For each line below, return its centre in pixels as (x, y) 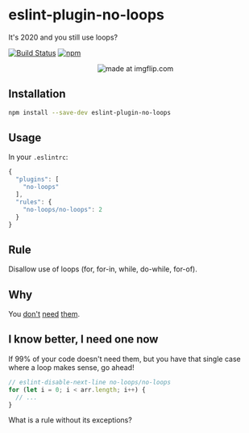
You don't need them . (44, 314)
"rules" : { (34, 202)
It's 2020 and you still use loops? (63, 37)
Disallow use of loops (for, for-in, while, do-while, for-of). (103, 269)
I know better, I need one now (83, 340)
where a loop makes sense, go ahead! (71, 367)
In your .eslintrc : (38, 157)
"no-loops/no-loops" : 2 (63, 209)
